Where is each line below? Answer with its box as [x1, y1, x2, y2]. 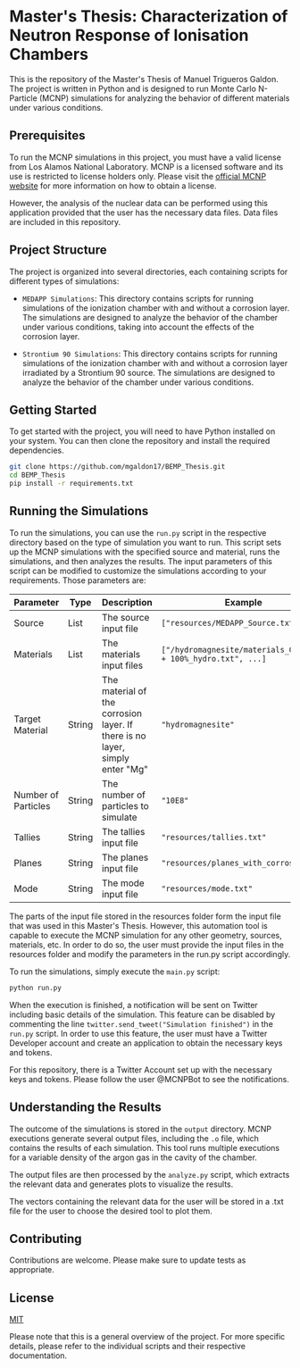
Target [13, 713, 42, 725]
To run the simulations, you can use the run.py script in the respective [9, 527, 267, 538]
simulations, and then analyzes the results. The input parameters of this [9, 555, 272, 566]
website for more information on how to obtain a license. [9, 180, 217, 191]
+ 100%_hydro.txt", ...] [161, 654, 267, 663]
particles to [101, 799, 149, 812]
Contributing [9, 1230, 82, 1247]
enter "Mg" [101, 763, 149, 775]
